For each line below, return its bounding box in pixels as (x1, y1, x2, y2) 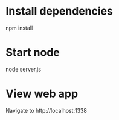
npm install (5, 24, 33, 32)
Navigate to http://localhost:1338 (5, 107, 87, 114)
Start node (5, 45, 60, 59)
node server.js (5, 65, 42, 73)
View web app (5, 87, 79, 101)
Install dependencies (5, 4, 113, 18)
